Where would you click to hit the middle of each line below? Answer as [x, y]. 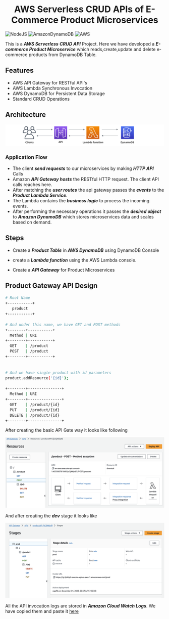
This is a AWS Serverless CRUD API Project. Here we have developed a [80, 43]
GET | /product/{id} [35, 405]
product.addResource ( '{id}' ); [37, 378]
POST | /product [29, 351]
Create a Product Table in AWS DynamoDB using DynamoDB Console [86, 250]
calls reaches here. [32, 184]
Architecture [26, 115]
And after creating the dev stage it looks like [51, 516]
